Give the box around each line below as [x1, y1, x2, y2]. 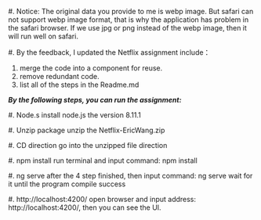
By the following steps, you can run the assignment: [8, 96, 182, 104]
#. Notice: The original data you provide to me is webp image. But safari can [8, 7, 254, 16]
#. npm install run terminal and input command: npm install [8, 156, 198, 165]
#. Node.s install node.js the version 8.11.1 [8, 110, 141, 120]
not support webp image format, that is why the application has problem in [8, 15, 249, 24]
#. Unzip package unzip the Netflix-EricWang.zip [8, 125, 165, 135]
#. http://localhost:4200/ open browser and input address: [8, 195, 197, 204]
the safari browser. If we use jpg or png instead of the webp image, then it [8, 23, 247, 32]
